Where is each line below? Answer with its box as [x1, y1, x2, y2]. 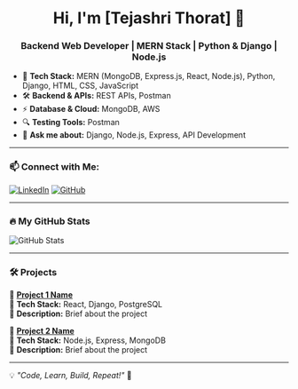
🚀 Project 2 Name [9, 326, 75, 337]
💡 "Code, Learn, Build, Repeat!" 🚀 [9, 370, 132, 381]
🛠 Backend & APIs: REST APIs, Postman [21, 91, 171, 101]
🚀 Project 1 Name [9, 290, 74, 300]
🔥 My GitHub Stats [9, 215, 90, 227]
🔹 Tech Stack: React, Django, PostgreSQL [9, 299, 163, 310]
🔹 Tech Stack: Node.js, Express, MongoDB [9, 335, 167, 345]
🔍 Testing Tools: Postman [21, 117, 120, 128]
